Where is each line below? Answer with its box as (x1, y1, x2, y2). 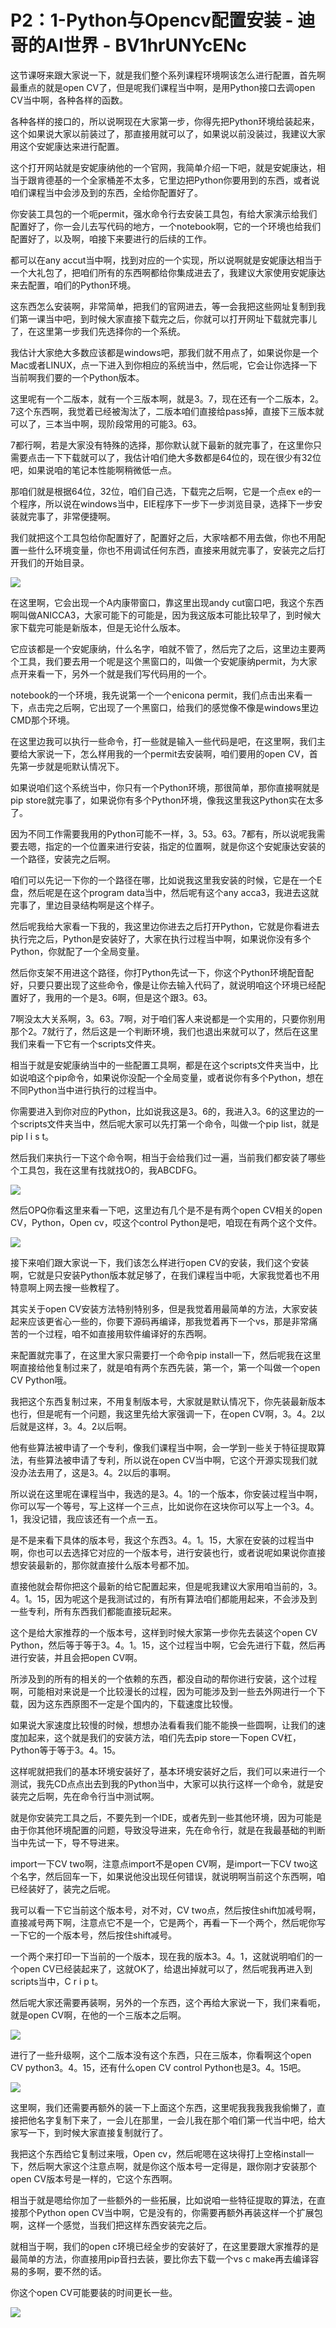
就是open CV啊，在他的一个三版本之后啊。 (10, 2009, 187, 2021)
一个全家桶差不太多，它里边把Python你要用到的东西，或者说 (71, 174, 320, 186)
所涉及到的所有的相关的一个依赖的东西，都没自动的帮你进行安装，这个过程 (10, 1672, 317, 1685)
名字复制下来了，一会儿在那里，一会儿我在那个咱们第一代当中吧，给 (36, 2114, 317, 2126)
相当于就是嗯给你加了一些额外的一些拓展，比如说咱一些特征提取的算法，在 (10, 2194, 317, 2206)
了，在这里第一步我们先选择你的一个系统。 (10, 325, 186, 337)
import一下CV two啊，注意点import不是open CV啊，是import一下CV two (10, 1857, 310, 1870)
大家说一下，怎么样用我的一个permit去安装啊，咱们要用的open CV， (27, 747, 310, 760)
